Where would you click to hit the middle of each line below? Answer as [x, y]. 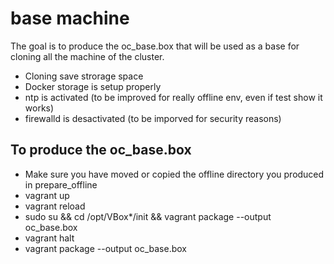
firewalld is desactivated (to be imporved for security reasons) [153, 118]
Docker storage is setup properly [93, 86]
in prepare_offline [61, 184]
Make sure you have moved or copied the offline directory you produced [174, 174]
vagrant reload [55, 206]
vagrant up [47, 195]
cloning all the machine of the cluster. [87, 56]
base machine [70, 18]
